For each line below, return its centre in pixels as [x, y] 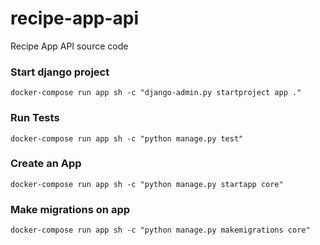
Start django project [60, 72]
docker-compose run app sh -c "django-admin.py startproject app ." [156, 93]
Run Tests [35, 118]
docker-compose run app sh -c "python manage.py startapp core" [147, 184]
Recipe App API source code [69, 46]
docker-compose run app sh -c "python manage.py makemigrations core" [160, 230]
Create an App [46, 164]
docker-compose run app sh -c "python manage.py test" [127, 138]
